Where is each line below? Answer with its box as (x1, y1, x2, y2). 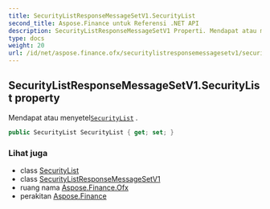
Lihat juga (8, 147, 48, 158)
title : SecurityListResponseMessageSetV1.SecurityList (8, 11, 196, 20)
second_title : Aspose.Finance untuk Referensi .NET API (8, 19, 199, 27)
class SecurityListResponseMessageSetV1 (19, 174, 161, 183)
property (14, 92, 60, 105)
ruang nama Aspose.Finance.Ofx (19, 182, 129, 192)
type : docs (8, 34, 45, 43)
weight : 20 (8, 42, 45, 50)
